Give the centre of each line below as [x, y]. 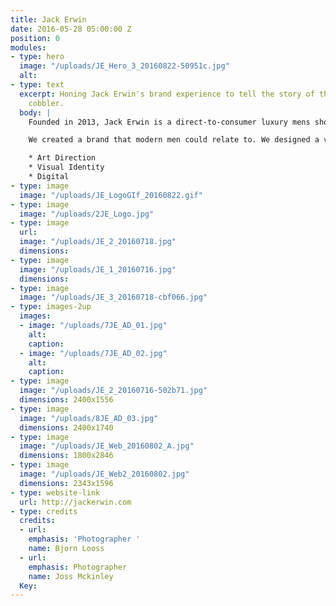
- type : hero [37, 57]
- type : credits [44, 511]
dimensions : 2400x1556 [66, 400]
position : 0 [35, 38]
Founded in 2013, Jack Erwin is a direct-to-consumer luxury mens [169, 122]
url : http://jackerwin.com [75, 502]
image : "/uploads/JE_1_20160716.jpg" [98, 269]
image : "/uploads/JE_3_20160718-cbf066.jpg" [113, 297]
